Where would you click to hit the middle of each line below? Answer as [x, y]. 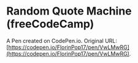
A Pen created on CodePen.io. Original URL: [62, 41]
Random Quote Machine [69, 11]
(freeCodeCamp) [50, 24]
